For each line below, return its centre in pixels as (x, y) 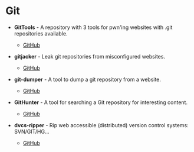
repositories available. (41, 33)
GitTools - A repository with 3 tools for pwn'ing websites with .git (93, 27)
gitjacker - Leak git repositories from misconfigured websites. (90, 56)
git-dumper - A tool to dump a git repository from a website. (88, 79)
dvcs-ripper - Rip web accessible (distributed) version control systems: (101, 125)
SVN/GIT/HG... (32, 131)
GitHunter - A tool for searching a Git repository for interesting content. (101, 102)
